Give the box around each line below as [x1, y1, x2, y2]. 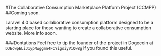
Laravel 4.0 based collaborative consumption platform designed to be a [5, 20, 154, 25]
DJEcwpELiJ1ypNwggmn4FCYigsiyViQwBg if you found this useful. [5, 45, 133, 51]
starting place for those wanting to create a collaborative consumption [5, 25, 151, 31]
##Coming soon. [5, 10, 40, 16]
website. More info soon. [5, 30, 57, 36]
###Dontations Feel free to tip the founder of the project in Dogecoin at [5, 40, 154, 46]
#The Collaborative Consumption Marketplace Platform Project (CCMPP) [5, 5, 156, 10]
